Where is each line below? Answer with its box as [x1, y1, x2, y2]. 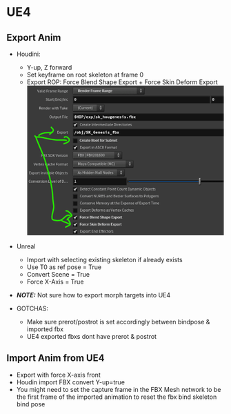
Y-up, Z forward [26, 63, 72, 71]
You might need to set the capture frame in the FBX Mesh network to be [16, 385, 221, 393]
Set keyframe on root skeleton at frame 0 [26, 70, 144, 79]
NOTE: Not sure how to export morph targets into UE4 [16, 290, 171, 299]
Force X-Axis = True [26, 277, 84, 286]
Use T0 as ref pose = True [26, 263, 101, 271]
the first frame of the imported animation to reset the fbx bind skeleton [16, 393, 217, 401]
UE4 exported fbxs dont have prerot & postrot [26, 332, 157, 340]
